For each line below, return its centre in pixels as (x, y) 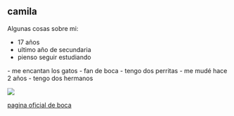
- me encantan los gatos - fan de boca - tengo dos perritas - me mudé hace (117, 70)
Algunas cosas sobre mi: (43, 28)
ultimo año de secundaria (54, 49)
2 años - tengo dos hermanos (50, 78)
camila (22, 12)
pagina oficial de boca (39, 105)
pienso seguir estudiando (54, 57)
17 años (28, 42)
